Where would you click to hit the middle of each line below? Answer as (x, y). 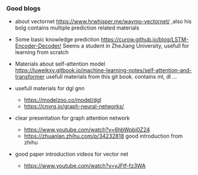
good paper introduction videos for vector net (72, 154)
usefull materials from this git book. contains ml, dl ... (112, 77)
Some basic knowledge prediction (57, 40)
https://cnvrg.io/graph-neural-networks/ (74, 106)
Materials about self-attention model (60, 64)
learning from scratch (42, 52)
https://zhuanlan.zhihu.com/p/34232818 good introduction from (103, 136)
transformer (30, 77)
